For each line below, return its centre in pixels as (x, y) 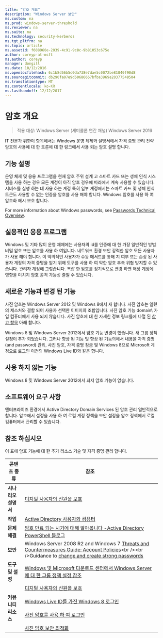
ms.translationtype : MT (29, 82)
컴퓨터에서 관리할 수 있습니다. (33, 422)
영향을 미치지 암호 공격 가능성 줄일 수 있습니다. (49, 275)
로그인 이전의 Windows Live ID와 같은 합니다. (61, 351)
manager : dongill (23, 64)
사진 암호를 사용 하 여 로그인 (55, 615)
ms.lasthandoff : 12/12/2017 (33, 91)
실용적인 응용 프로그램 (36, 232)
